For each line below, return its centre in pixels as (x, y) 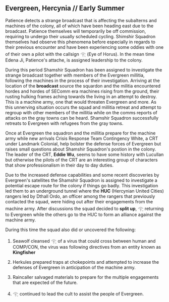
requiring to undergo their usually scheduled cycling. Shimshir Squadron (80, 36)
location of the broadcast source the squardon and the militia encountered (83, 86)
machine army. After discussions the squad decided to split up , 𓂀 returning (84, 208)
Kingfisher (24, 252)
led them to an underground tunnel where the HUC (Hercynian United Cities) (84, 191)
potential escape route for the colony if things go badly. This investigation (82, 185)
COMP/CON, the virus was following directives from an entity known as (87, 247)
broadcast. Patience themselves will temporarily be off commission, (76, 31)
